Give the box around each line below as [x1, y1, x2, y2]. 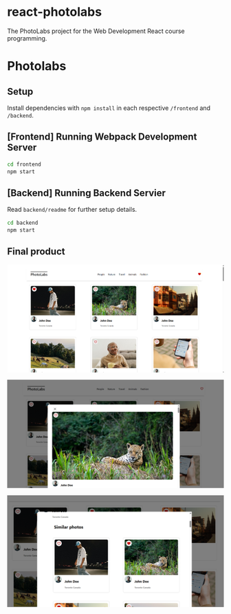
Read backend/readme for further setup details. [7, 206, 137, 214]
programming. [7, 34, 47, 42]
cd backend [7, 219, 38, 227]
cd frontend [7, 161, 41, 168]
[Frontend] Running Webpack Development [7, 131, 197, 143]
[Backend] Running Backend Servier [7, 187, 166, 199]
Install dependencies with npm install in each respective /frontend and [7, 104, 211, 112]
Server [7, 142, 37, 153]
